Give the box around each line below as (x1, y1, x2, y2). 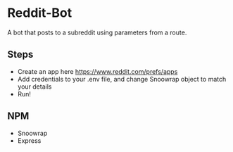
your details (17, 82, 52, 91)
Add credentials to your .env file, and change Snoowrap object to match (17, 75, 227, 83)
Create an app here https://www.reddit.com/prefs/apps (17, 67, 178, 75)
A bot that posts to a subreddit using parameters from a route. (7, 28, 187, 37)
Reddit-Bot (7, 5, 73, 21)
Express (17, 136, 42, 145)
